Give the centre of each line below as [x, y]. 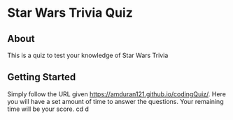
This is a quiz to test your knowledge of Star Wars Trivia [88, 55]
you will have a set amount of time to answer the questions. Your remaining [115, 101]
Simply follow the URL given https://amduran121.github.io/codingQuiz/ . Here [116, 94]
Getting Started [42, 77]
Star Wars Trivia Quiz [70, 13]
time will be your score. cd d [48, 109]
